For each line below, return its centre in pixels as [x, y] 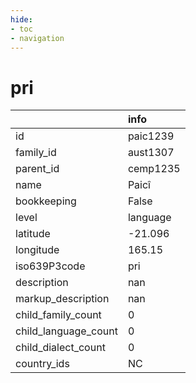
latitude [33, 234]
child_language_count [66, 331]
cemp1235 [154, 169]
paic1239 [151, 136]
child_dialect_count [60, 348]
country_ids [42, 364]
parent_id [37, 169]
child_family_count [58, 315]
